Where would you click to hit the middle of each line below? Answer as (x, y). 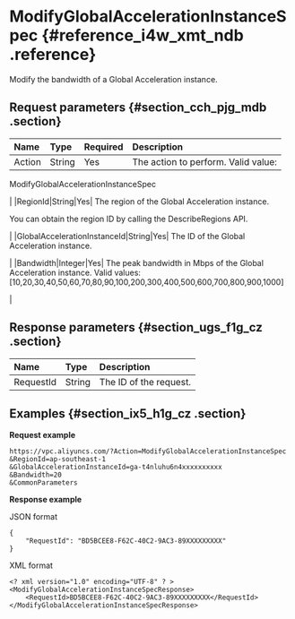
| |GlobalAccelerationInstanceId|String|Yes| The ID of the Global (127, 236)
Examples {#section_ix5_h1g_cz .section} (128, 413)
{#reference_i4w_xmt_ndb (143, 35)
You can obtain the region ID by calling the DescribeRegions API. (129, 219)
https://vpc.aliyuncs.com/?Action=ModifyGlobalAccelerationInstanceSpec (148, 451)
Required (104, 147)
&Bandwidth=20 (36, 475)
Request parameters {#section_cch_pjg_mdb (138, 108)
